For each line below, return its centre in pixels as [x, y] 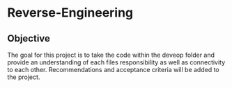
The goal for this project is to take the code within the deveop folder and [111, 55]
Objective [29, 38]
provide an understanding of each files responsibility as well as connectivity [116, 62]
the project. [24, 77]
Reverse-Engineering [70, 13]
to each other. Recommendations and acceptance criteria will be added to [113, 70]
